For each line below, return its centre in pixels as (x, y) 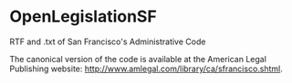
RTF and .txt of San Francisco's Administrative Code (108, 41)
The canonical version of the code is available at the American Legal (138, 59)
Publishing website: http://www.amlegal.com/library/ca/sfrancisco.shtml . (146, 69)
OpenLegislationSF (83, 17)
